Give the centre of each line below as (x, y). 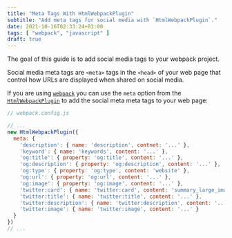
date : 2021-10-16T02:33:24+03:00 (55, 26)
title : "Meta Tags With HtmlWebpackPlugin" (71, 13)
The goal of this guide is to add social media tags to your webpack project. (113, 59)
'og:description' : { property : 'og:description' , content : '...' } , (120, 164)
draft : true (24, 39)
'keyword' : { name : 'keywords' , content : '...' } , (94, 152)
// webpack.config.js (38, 113)
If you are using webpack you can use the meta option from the (94, 93)
